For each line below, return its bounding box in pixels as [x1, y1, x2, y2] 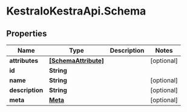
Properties [6, 28, 47, 39]
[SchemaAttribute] [48, 56, 104, 65]
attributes [9, 56, 38, 65]
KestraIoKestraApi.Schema [6, 4, 146, 18]
